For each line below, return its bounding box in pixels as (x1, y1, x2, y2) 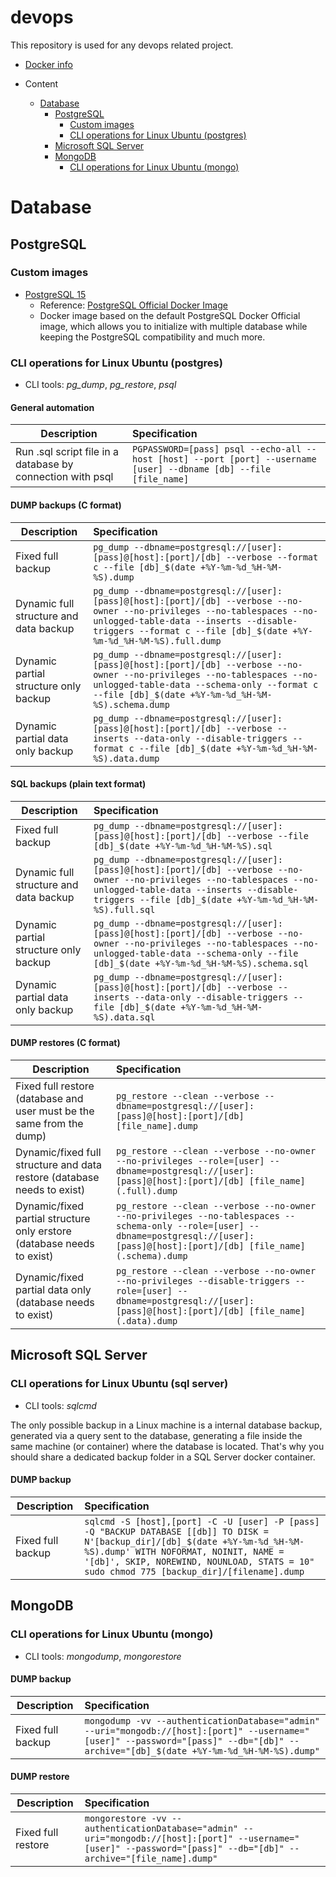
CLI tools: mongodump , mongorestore (24, 1650, 182, 1662)
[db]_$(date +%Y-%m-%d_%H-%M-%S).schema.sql (93, 957, 309, 969)
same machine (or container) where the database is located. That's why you (10, 1440, 325, 1452)
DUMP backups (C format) (10, 499, 122, 511)
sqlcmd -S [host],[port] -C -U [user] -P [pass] (84, 1516, 320, 1527)
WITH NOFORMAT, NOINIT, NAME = (135, 1546, 285, 1557)
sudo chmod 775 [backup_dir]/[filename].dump (84, 1566, 305, 1577)
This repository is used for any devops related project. (10, 39, 234, 51)
